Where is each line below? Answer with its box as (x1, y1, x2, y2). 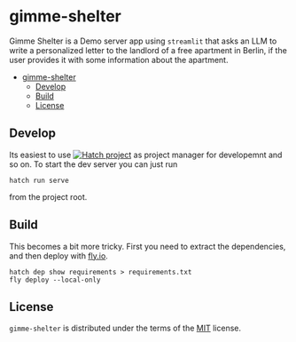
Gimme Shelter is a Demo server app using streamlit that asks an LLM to (9, 36, 277, 46)
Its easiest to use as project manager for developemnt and (9, 149, 283, 160)
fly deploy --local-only (9, 275, 101, 284)
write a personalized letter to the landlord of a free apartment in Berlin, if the (9, 44, 288, 55)
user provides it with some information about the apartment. (9, 54, 229, 65)
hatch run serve (9, 176, 69, 185)
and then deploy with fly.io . (9, 251, 108, 261)
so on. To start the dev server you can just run (9, 158, 178, 170)
